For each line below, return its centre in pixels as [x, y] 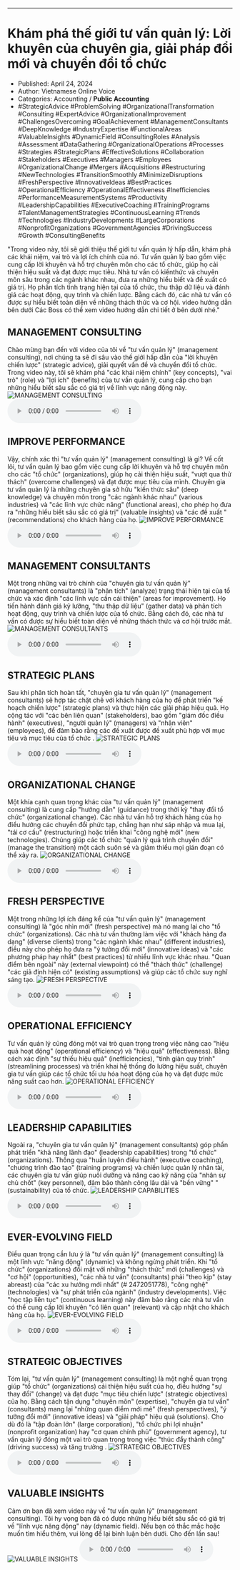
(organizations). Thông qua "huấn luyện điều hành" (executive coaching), [115, 1160]
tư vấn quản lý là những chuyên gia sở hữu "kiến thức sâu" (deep [103, 489]
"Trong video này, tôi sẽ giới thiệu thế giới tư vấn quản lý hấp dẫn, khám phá [119, 249]
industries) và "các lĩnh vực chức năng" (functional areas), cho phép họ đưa [120, 504]
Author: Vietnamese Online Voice [66, 91]
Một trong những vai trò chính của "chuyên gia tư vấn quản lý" [99, 584]
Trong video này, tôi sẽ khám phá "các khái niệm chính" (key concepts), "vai [120, 372]
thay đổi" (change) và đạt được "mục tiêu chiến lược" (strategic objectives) [117, 1394]
